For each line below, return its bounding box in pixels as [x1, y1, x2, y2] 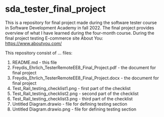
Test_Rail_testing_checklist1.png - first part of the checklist [12, 85, 131, 91]
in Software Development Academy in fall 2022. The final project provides [5, 24, 154, 30]
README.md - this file [12, 59, 57, 65]
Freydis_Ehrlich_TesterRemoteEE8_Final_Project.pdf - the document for [12, 65, 156, 70]
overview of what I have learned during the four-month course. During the [5, 30, 155, 36]
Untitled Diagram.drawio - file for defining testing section [12, 101, 127, 107]
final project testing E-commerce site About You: [5, 35, 103, 41]
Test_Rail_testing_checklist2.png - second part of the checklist [12, 91, 139, 96]
